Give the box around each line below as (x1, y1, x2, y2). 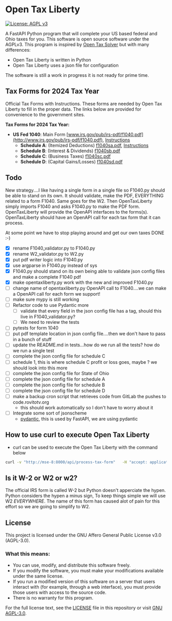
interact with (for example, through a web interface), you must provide (12, 584, 161, 590)
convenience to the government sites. (5, 111, 85, 117)
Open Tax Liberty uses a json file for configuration (12, 62, 119, 68)
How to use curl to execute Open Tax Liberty (5, 430, 150, 439)
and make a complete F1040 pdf (12, 274, 81, 280)
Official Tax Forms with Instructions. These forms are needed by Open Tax (5, 100, 162, 107)
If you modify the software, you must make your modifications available (12, 567, 164, 573)
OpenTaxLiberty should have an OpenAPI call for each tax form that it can (5, 214, 161, 220)
